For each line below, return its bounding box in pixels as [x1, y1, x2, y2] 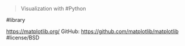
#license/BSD [6, 34, 40, 41]
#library [6, 17, 26, 23]
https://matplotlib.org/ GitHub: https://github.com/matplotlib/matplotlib [6, 28, 179, 35]
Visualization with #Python [20, 5, 86, 12]
